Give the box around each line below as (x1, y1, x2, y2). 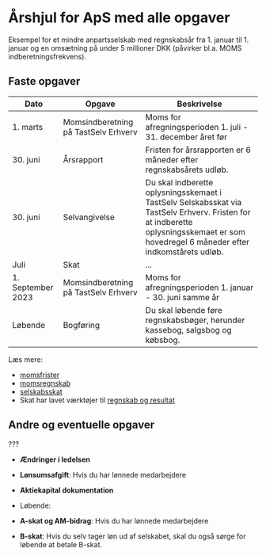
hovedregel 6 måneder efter (145, 236, 250, 247)
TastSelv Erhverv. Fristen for (145, 207, 251, 218)
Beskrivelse (177, 98, 223, 109)
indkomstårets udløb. (145, 246, 224, 257)
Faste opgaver (8, 74, 81, 88)
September (12, 282, 54, 293)
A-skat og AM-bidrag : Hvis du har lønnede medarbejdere (19, 516, 209, 525)
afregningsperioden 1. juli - (145, 121, 249, 132)
